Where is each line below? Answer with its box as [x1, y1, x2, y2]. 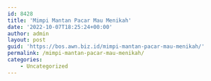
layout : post [7, 37, 46, 44]
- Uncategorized [20, 63, 69, 70]
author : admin [7, 30, 50, 37]
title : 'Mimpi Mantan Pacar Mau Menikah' [7, 17, 132, 24]
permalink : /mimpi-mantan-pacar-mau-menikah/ [7, 50, 144, 57]
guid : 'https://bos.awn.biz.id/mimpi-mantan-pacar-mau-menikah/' [7, 43, 205, 50]
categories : [7, 56, 43, 63]
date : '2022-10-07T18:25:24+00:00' [7, 23, 113, 30]
